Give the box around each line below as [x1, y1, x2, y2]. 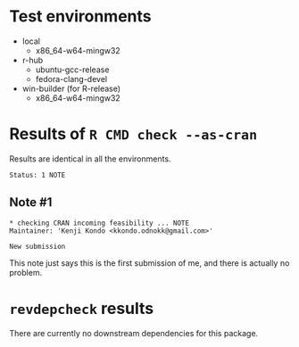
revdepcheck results [9, 298, 154, 318]
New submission [9, 242, 66, 251]
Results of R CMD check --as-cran [9, 124, 258, 145]
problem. [9, 267, 43, 277]
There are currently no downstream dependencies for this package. [9, 327, 259, 338]
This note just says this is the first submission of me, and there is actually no [9, 257, 290, 269]
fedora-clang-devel [35, 73, 108, 84]
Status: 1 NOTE [9, 170, 66, 179]
